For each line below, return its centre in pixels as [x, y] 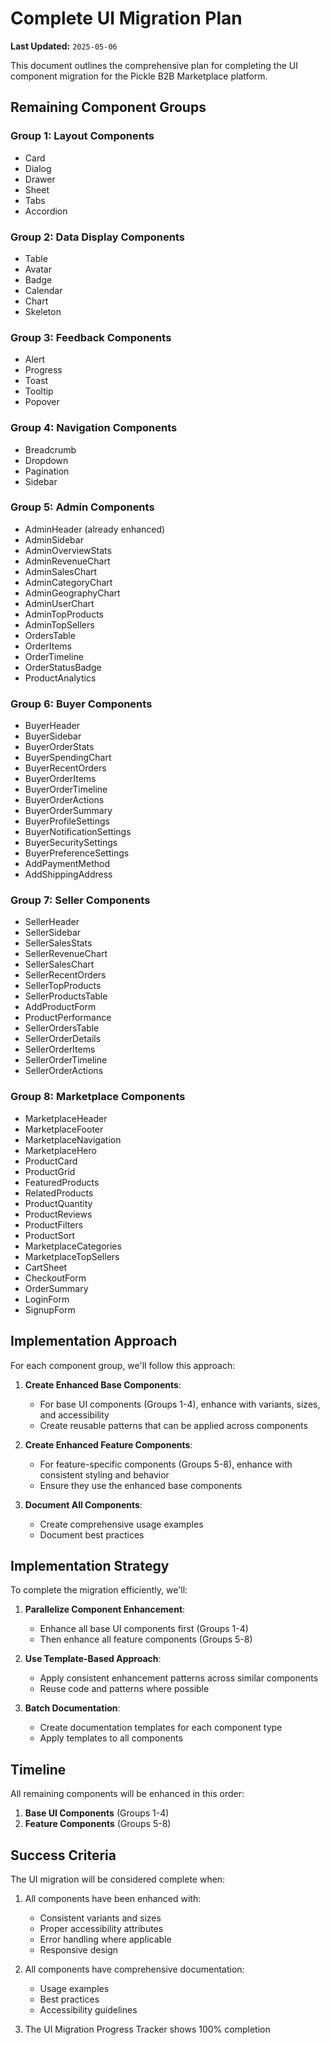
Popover [42, 402]
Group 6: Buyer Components [81, 704]
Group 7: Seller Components [80, 900]
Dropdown [46, 460]
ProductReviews [58, 1214]
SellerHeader [52, 922]
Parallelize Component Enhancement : [105, 1609]
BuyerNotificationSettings [78, 832]
